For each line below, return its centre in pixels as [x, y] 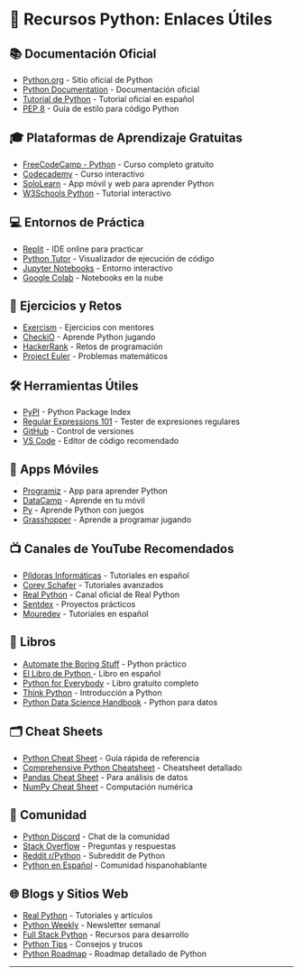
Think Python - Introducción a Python [92, 692]
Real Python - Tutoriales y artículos [87, 916]
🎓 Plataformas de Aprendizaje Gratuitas [126, 138]
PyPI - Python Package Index [77, 412]
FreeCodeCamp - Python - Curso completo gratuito [118, 164]
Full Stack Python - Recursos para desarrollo [106, 935]
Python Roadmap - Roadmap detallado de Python [115, 954]
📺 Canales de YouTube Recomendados [122, 549]
